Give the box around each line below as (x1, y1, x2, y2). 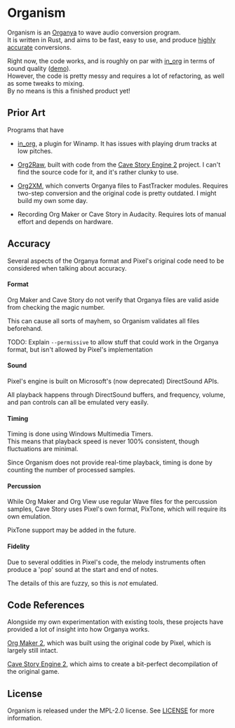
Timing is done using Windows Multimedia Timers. (7, 430, 153, 438)
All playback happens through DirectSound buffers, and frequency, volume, (7, 390, 226, 398)
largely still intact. (7, 646, 58, 655)
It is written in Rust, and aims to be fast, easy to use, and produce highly (7, 35, 216, 44)
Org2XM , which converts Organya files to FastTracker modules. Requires (17, 181, 229, 190)
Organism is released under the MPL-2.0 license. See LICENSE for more (7, 706, 215, 715)
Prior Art (7, 107, 46, 119)
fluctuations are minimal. (7, 445, 79, 453)
